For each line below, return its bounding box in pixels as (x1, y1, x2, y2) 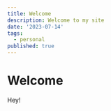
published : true (7, 43, 54, 50)
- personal (13, 36, 45, 43)
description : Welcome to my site (7, 17, 105, 24)
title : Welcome (7, 10, 52, 17)
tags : (7, 29, 23, 37)
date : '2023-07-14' (7, 23, 64, 30)
